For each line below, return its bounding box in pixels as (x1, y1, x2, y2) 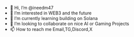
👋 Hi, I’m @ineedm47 (10, 5, 54, 10)
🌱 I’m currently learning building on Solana (10, 15, 98, 21)
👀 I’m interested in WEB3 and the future (10, 10, 92, 16)
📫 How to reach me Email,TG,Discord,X (10, 26, 93, 32)
